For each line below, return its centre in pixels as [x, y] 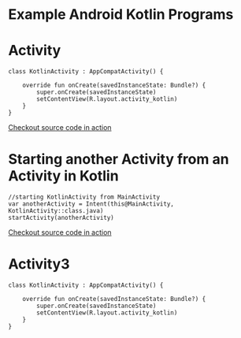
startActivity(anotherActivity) [61, 218]
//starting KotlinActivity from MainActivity [84, 197]
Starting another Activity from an [119, 160]
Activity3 [39, 264]
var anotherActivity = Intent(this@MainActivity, [91, 204]
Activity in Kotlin [64, 176]
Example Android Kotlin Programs [121, 15]
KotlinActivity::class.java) [56, 211]
